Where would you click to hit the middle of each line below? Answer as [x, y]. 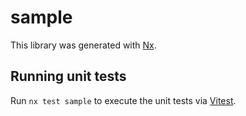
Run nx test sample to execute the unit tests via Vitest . [123, 100]
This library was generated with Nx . [83, 45]
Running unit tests [68, 76]
